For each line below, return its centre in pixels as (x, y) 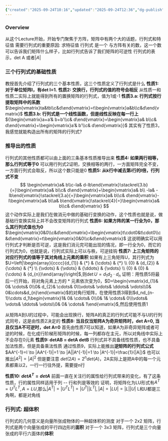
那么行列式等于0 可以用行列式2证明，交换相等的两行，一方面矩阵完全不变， (83, 164)
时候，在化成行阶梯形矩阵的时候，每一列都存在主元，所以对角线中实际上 (88, 333)
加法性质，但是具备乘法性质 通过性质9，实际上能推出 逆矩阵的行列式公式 (79, 346)
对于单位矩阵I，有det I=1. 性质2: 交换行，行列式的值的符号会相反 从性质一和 (83, 90)
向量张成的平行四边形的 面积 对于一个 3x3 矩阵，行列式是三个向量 (94, 427)
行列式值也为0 (28, 227)
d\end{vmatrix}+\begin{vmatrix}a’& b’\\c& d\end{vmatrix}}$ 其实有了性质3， (84, 125)
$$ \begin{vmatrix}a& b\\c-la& (51, 184)
